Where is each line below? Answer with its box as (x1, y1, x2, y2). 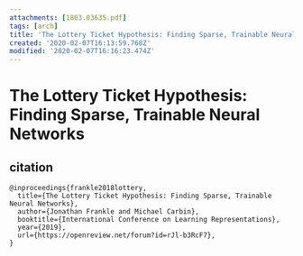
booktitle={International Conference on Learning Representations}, (17, 215, 280, 224)
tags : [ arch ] (9, 22, 59, 31)
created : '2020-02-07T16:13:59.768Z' (9, 38, 151, 48)
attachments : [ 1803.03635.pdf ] (9, 13, 127, 23)
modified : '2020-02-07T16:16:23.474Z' (9, 47, 155, 56)
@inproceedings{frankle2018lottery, (9, 184, 147, 193)
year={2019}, (17, 223, 67, 233)
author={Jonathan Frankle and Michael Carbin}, (17, 207, 200, 216)
